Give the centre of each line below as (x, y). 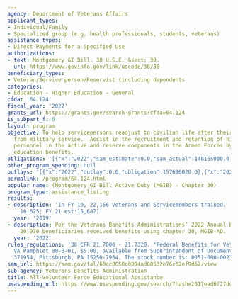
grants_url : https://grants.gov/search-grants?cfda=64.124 (96, 113)
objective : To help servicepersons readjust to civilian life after (110, 132)
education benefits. (44, 152)
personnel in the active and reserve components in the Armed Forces (118, 146)
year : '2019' (33, 218)
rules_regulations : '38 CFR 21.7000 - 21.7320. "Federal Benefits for (114, 244)
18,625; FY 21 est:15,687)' (61, 212)
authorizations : (31, 54)
